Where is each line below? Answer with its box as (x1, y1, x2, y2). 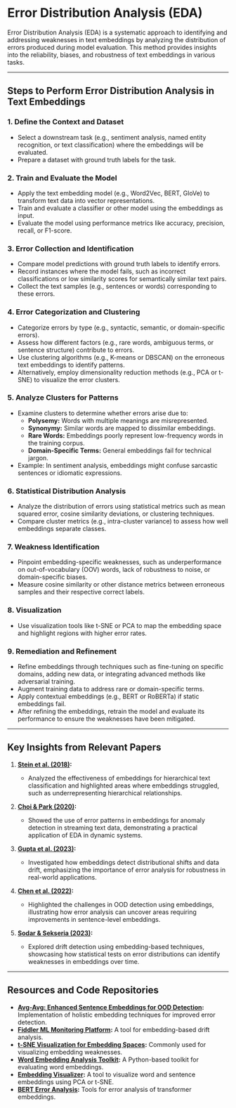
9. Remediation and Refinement (7, 646, 117, 656)
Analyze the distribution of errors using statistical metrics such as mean (17, 502, 226, 511)
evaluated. (17, 148, 48, 156)
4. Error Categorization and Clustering (7, 307, 140, 317)
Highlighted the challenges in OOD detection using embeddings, (27, 900, 214, 908)
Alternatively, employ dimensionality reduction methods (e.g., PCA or (17, 367, 218, 377)
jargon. (27, 453, 49, 462)
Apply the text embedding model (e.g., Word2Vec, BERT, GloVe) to (17, 188, 210, 197)
